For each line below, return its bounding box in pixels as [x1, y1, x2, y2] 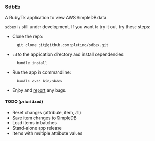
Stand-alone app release [12, 125, 62, 131]
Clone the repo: [12, 33, 44, 40]
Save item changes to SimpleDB [12, 115, 77, 121]
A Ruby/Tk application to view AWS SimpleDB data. [5, 15, 108, 20]
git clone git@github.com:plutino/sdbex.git [17, 43, 109, 48]
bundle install [17, 61, 48, 66]
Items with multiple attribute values [12, 130, 83, 136]
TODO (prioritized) [5, 99, 44, 104]
